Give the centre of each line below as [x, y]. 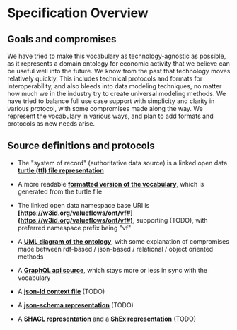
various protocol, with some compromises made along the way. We [105, 108]
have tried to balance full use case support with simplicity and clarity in [111, 101]
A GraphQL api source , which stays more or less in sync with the [112, 270]
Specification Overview [78, 13]
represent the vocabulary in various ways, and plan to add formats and [110, 116]
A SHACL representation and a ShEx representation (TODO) [107, 319]
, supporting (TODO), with [170, 220]
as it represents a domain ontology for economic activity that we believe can [118, 64]
